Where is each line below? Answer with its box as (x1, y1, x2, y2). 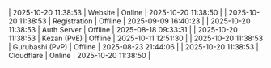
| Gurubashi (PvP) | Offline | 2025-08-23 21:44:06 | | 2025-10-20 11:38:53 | (8, 42, 259, 52)
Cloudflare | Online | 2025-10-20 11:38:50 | (8, 51, 151, 60)
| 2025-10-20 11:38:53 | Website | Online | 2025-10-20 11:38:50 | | (8, 8, 227, 17)
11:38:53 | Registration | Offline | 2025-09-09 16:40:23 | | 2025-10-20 (19, 16, 251, 26)
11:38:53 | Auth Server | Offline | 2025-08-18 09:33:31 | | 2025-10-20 (8, 25, 239, 34)
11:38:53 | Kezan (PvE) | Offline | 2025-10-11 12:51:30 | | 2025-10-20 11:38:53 (8, 33, 264, 43)
